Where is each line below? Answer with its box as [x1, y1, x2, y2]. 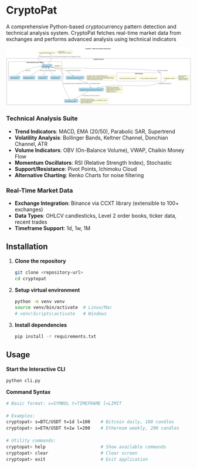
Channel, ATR [14, 140, 48, 147]
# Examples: [6, 413, 35, 419]
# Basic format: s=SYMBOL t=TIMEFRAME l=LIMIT [6, 400, 122, 406]
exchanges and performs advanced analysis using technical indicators [6, 35, 177, 42]
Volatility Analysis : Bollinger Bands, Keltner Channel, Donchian [14, 134, 168, 141]
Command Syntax [6, 388, 51, 395]
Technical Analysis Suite [6, 114, 78, 122]
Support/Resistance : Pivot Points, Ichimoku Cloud [14, 165, 137, 172]
